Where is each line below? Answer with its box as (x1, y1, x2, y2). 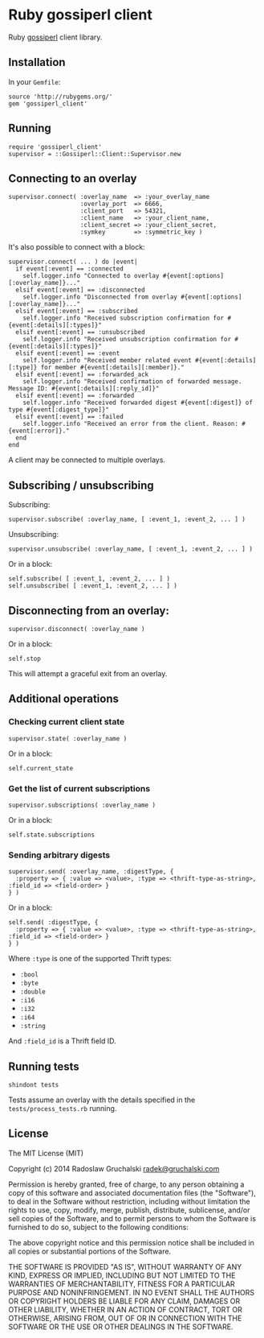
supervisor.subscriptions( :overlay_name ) (8, 801, 156, 809)
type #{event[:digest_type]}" (8, 406, 110, 414)
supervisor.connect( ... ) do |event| (8, 258, 138, 266)
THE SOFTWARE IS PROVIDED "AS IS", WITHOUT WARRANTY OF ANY (8, 1262, 242, 1271)
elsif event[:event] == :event (15, 349, 120, 357)
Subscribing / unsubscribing (8, 478, 154, 492)
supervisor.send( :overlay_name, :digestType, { (8, 868, 174, 876)
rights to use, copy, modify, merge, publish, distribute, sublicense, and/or (8, 1205, 250, 1215)
